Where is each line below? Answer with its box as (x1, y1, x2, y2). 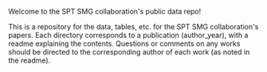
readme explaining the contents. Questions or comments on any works (8, 39, 241, 48)
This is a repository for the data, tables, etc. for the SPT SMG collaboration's (8, 22, 259, 31)
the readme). (8, 55, 51, 65)
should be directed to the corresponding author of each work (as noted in (8, 47, 250, 56)
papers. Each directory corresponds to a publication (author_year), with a (8, 31, 249, 40)
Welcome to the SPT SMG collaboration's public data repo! (8, 7, 202, 16)
